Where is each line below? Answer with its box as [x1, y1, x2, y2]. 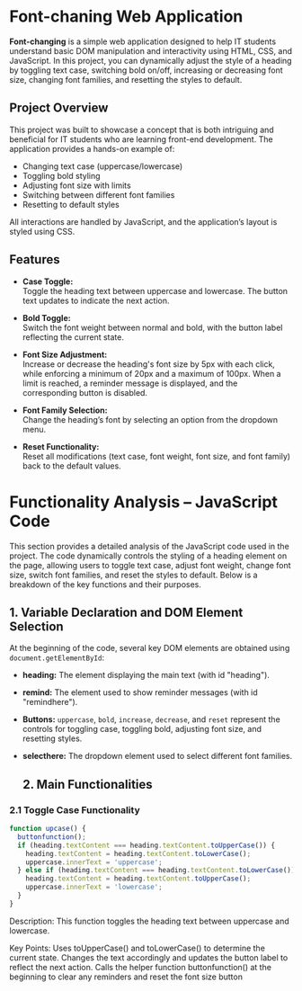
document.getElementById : [9, 652, 105, 663]
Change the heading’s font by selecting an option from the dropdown [22, 414, 279, 424]
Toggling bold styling [22, 170, 101, 181]
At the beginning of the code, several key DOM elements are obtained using [9, 643, 290, 654]
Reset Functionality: [22, 441, 100, 451]
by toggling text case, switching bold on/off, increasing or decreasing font [9, 65, 283, 76]
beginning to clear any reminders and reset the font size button [9, 971, 243, 982]
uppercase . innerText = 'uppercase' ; [25, 857, 164, 867]
